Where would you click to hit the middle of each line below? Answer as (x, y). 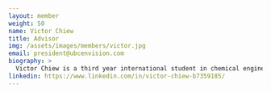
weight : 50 (27, 23)
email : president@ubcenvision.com (67, 53)
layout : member (34, 16)
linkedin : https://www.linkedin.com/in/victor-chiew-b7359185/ (117, 76)
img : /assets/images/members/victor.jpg (77, 46)
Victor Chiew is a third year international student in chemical (128, 69)
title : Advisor (34, 38)
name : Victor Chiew (41, 31)
